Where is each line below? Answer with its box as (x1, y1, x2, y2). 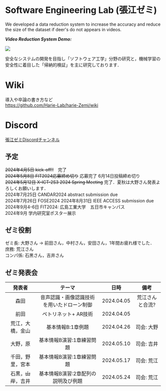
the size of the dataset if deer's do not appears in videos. (5, 26, 122, 32)
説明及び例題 (52, 378, 83, 385)
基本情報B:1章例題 (46, 324, 89, 330)
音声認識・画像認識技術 (40, 294, 95, 301)
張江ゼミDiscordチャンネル (5, 136, 60, 142)
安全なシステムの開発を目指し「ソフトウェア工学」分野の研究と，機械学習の (5, 56, 161, 62)
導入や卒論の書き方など (5, 96, 53, 102)
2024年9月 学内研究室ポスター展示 (5, 210, 77, 216)
